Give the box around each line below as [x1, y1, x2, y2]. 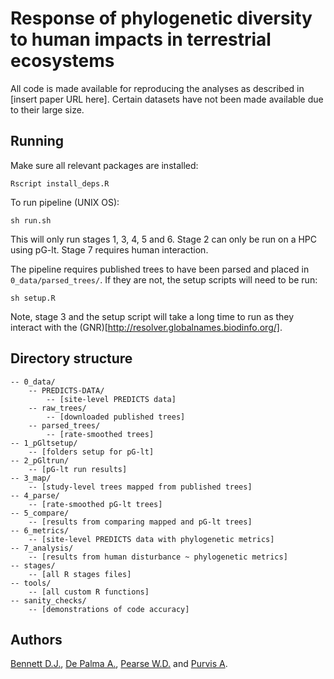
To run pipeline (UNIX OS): [10, 196, 120, 208]
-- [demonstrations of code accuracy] [28, 604, 190, 614]
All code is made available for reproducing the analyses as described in [10, 82, 305, 94]
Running [10, 133, 65, 150]
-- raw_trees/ [28, 403, 87, 413]
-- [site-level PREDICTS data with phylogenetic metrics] [28, 534, 275, 544]
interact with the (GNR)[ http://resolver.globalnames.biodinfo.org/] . [10, 321, 283, 333]
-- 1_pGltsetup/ [10, 438, 78, 448]
